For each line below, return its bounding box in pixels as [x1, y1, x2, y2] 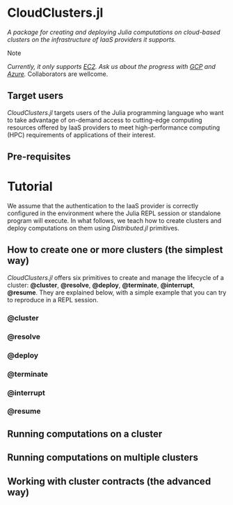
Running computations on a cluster [7, 428, 163, 440]
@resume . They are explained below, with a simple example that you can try [7, 288, 227, 297]
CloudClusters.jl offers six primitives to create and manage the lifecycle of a [7, 273, 225, 281]
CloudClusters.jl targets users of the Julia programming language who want [7, 108, 224, 116]
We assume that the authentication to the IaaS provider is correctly [7, 202, 199, 210]
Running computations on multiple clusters [7, 451, 198, 464]
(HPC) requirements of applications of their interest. [7, 130, 156, 139]
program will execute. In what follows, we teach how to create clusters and [7, 217, 222, 225]
